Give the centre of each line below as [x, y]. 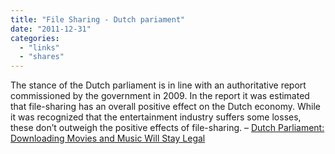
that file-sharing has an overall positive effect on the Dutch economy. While [165, 107]
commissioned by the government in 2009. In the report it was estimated [160, 96]
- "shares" [42, 57]
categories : [35, 38]
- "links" [39, 47]
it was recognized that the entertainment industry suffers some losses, [156, 117]
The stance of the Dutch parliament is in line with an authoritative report [158, 85]
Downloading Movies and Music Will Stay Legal [108, 138]
